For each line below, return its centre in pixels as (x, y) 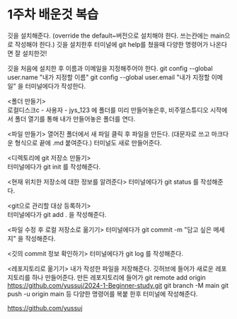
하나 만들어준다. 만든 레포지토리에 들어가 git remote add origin (119, 277)
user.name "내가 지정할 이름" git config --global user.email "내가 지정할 (109, 77)
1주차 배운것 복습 (53, 15)
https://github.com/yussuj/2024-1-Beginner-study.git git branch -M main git (118, 285)
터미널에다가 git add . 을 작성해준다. (57, 214)
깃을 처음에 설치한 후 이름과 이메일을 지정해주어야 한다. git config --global (110, 68)
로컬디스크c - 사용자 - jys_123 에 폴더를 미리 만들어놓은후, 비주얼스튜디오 (108, 110)
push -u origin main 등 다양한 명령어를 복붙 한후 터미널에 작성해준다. (103, 293)
